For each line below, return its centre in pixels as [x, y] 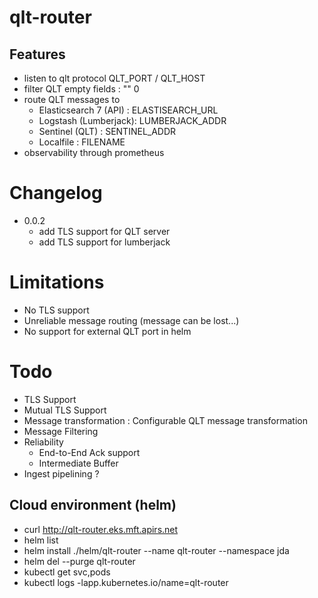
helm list [41, 540]
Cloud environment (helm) [93, 505]
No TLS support [56, 310]
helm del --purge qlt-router [79, 561]
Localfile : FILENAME [82, 142]
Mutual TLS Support [65, 410]
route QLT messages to [72, 99]
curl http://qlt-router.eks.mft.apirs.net [101, 529]
